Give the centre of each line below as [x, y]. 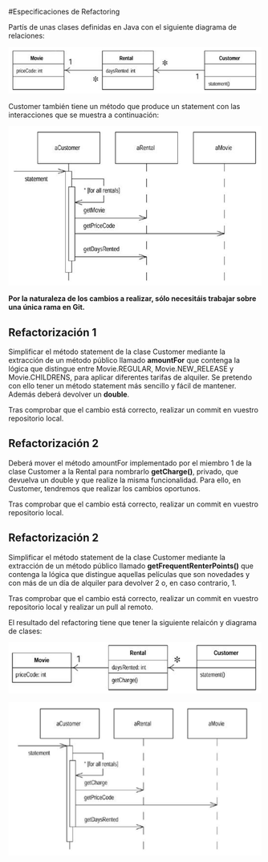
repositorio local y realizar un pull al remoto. [81, 607]
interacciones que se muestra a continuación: [84, 115]
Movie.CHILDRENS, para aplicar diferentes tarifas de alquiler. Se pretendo [130, 377]
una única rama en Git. [47, 307]
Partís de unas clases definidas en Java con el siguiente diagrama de [122, 27]
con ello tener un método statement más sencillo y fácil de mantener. [122, 386]
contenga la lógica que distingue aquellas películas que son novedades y [129, 574]
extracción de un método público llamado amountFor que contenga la [124, 360]
